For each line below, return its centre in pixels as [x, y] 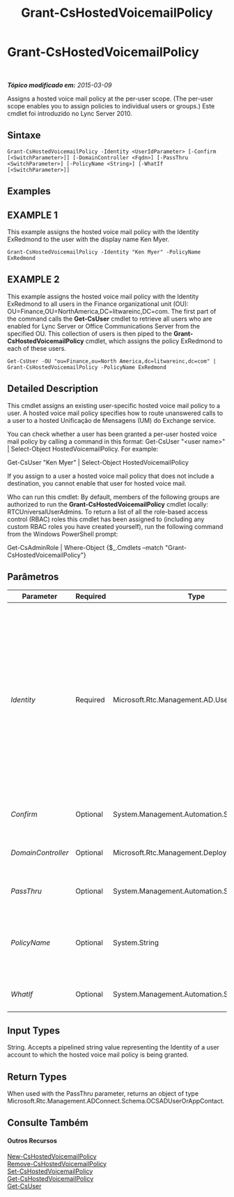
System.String [135, 943]
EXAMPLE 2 [33, 280]
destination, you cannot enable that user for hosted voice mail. [97, 483]
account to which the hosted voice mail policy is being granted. [98, 1055]
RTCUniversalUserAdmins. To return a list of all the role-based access [108, 512]
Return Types [37, 1076]
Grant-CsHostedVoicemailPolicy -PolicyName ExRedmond [87, 367]
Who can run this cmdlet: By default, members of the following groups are [114, 497]
